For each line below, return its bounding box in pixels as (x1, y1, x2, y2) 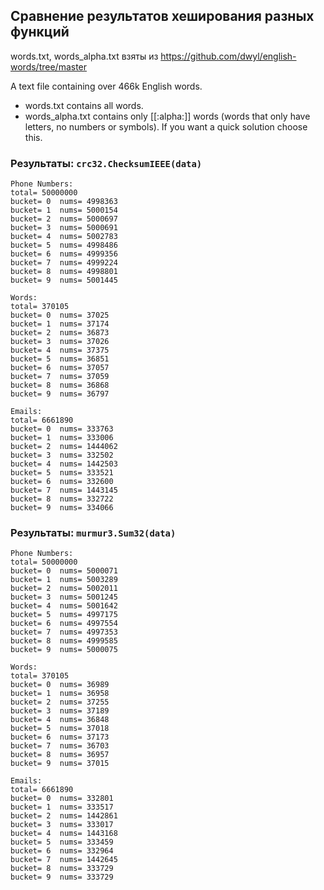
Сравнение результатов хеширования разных (10, 8, 315, 25)
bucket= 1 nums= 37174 (10, 319, 110, 329)
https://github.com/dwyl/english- (160, 50, 297, 62)
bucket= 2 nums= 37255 (10, 697, 110, 708)
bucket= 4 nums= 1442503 (10, 459, 118, 469)
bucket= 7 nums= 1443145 (10, 485, 118, 496)
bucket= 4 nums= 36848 (10, 715, 110, 725)
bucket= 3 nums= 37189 (10, 706, 110, 716)
